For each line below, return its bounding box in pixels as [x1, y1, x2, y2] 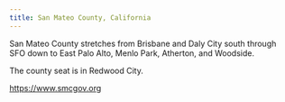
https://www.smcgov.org [9, 82, 102, 93]
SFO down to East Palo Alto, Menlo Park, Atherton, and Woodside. [9, 47, 255, 59]
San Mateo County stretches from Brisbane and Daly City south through [9, 38, 277, 49]
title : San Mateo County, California [9, 13, 152, 23]
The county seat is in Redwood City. [9, 65, 144, 76]
